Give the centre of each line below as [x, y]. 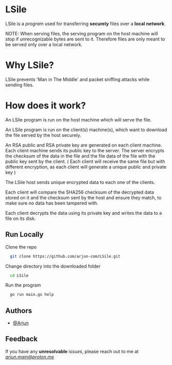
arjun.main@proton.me [30, 357]
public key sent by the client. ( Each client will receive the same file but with [85, 161]
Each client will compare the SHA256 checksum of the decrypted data [80, 192]
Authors [19, 310]
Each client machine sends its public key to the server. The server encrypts [85, 150]
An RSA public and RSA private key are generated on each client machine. [84, 145]
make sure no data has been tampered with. [52, 203]
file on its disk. [21, 218]
